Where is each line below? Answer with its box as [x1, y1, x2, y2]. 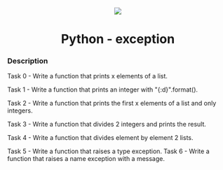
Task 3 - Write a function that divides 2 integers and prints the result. [7, 120, 207, 129]
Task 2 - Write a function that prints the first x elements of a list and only [7, 99, 217, 108]
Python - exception [60, 31, 175, 47]
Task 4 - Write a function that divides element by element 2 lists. [7, 134, 194, 142]
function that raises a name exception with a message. [7, 155, 165, 163]
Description [7, 56, 48, 66]
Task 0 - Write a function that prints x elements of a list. [7, 72, 168, 80]
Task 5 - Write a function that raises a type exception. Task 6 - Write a [7, 147, 210, 155]
